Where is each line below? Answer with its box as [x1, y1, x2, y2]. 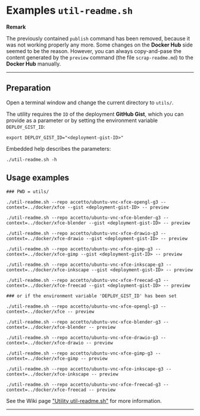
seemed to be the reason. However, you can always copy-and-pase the [6, 47, 182, 54]
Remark [6, 23, 26, 30]
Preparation [6, 83, 51, 93]
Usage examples [6, 173, 70, 183]
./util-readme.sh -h [6, 156, 58, 163]
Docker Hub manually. [6, 60, 61, 67]
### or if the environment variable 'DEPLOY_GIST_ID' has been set [6, 293, 177, 299]
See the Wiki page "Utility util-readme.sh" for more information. [6, 397, 162, 404]
